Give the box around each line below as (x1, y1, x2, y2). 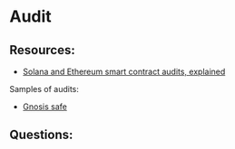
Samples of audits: (9, 84, 80, 94)
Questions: (9, 127, 73, 143)
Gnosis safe (22, 101, 68, 112)
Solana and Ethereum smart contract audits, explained (22, 66, 226, 77)
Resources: (9, 42, 75, 58)
